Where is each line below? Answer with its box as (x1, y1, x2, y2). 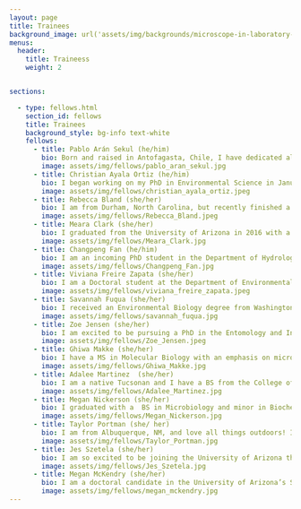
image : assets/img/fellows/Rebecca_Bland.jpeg (41, 211, 219, 220)
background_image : (9, 30, 78, 39)
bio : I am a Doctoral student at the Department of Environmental (41, 279, 295, 288)
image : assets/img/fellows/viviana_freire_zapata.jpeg (41, 287, 251, 296)
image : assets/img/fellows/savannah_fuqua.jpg (41, 311, 219, 321)
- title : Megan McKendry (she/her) (32, 470, 167, 479)
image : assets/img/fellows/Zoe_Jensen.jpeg (41, 337, 206, 346)
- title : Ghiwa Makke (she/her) (32, 345, 154, 354)
